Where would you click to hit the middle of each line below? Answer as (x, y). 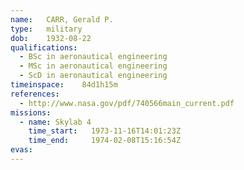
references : (35, 94)
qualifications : (44, 47)
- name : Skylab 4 (55, 122)
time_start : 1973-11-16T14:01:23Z (105, 131)
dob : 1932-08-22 (51, 38)
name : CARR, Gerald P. (62, 19)
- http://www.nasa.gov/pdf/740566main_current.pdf (127, 103)
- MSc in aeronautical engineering (93, 66)
